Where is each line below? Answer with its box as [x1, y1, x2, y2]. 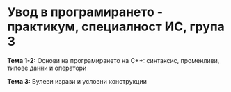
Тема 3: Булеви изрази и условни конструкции [7, 77, 148, 85]
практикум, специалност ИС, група [7, 19, 225, 35]
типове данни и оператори [7, 64, 87, 72]
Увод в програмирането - [7, 4, 164, 20]
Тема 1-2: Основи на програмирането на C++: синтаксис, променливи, [7, 56, 220, 64]
